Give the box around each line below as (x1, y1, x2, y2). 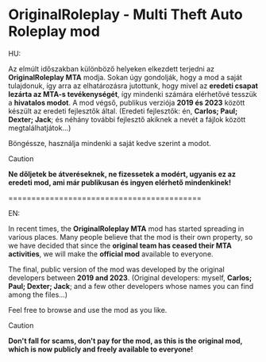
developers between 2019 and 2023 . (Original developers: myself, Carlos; (8, 272, 253, 283)
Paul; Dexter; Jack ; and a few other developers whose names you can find (8, 281, 254, 291)
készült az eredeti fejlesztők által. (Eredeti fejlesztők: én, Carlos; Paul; (8, 106, 238, 116)
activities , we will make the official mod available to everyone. (8, 248, 214, 259)
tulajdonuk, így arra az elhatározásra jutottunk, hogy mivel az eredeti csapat (8, 81, 258, 90)
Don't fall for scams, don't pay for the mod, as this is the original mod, (8, 336, 243, 345)
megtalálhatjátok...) (8, 123, 71, 133)
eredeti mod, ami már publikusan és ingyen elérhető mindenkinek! (8, 177, 232, 187)
